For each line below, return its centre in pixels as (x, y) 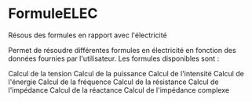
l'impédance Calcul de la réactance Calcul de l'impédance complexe (119, 90)
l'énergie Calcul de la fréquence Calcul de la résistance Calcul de (113, 82)
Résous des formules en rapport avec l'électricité (88, 35)
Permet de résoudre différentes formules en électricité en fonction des (122, 50)
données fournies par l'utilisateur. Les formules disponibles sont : (114, 58)
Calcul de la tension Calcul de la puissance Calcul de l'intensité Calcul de (126, 73)
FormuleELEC (53, 14)
